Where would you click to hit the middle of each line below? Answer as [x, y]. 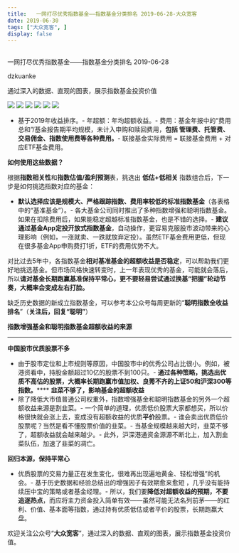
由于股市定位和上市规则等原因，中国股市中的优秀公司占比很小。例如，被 [123, 363]
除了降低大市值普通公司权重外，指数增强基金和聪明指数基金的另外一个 [121, 399]
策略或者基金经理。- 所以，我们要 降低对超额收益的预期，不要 [139, 491]
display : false [30, 34]
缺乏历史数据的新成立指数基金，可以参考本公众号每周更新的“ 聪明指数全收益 [118, 302]
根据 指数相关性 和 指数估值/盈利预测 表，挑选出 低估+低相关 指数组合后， [112, 177]
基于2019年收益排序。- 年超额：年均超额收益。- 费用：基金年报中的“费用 [124, 120]
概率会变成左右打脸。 [57, 287]
